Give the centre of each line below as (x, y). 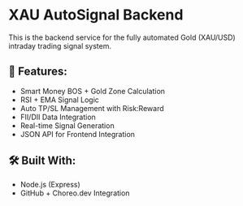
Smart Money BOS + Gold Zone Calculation (92, 91)
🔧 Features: (38, 72)
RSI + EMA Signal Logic (60, 100)
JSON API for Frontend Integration (78, 134)
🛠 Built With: (42, 161)
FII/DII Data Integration (58, 117)
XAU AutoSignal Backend (96, 15)
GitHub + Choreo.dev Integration (75, 193)
